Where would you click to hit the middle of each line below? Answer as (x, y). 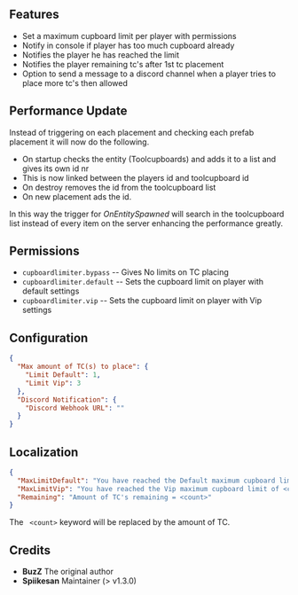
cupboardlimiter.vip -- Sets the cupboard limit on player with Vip (142, 301)
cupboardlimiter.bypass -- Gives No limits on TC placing (125, 272)
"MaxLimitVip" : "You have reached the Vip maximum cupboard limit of (148, 489)
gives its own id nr (55, 168)
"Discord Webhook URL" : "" (75, 408)
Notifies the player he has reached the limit (101, 55)
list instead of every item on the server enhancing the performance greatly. (146, 223)
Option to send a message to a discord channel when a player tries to (149, 74)
